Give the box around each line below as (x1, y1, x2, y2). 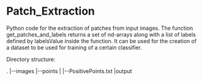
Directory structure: (6, 55, 56, 63)
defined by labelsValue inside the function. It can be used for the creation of (6, 37, 197, 44)
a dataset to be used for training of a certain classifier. (6, 44, 142, 51)
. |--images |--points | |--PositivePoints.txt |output (6, 67, 133, 74)
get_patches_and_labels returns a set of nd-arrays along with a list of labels (6, 30, 196, 38)
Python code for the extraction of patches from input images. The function (6, 24, 193, 32)
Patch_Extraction (6, 4, 96, 18)
